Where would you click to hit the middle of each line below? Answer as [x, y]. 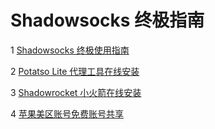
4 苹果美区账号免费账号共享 [67, 113]
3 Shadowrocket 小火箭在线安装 [76, 92]
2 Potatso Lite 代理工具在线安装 [75, 71]
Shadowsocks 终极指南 [107, 20]
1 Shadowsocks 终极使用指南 [70, 50]
